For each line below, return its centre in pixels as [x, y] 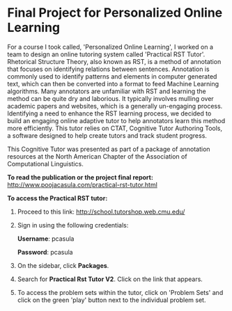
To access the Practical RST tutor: [57, 198]
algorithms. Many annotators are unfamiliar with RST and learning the [107, 91]
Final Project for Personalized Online [115, 13]
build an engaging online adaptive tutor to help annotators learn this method [116, 120]
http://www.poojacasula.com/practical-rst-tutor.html [83, 184]
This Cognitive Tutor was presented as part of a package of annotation [109, 149]
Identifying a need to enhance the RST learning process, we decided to [109, 113]
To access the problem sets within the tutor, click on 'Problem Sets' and [120, 292]
